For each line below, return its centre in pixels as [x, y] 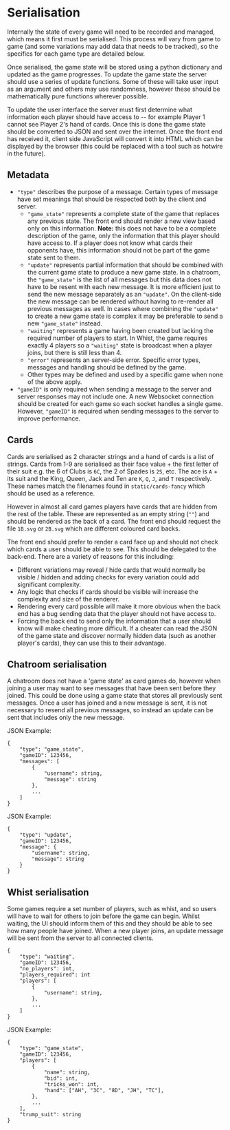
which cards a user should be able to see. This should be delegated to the [112, 549]
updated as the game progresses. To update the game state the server [107, 74]
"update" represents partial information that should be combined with [125, 265]
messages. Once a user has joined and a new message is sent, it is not [107, 703]
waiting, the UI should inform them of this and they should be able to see [110, 924]
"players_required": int [55, 975]
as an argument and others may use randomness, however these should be [114, 89]
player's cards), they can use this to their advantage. [92, 643]
